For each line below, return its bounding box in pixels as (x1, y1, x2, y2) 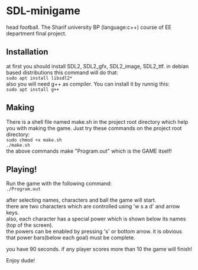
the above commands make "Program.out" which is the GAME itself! (6, 147, 173, 154)
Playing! (6, 164, 37, 174)
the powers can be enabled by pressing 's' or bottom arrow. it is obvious (6, 228, 182, 235)
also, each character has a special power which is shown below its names (6, 215, 186, 222)
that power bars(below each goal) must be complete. (6, 234, 135, 241)
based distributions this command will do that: (6, 69, 119, 76)
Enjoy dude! (6, 257, 35, 264)
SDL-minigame (6, 4, 81, 18)
